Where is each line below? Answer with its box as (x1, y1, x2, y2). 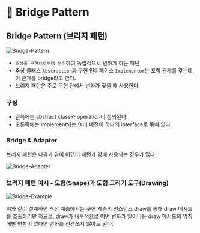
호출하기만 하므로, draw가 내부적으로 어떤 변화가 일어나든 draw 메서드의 (12, 213, 182, 220)
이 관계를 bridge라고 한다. (14, 74, 76, 82)
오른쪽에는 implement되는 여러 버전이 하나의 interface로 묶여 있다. (14, 121, 172, 128)
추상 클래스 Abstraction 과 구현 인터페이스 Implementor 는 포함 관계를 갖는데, (14, 67, 195, 74)
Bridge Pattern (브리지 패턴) (6, 31, 108, 41)
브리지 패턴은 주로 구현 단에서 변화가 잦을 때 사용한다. (14, 82, 140, 89)
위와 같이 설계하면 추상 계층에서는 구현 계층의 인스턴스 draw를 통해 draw (6, 205, 177, 212)
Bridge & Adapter (6, 136, 58, 145)
